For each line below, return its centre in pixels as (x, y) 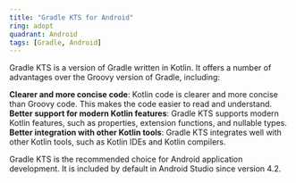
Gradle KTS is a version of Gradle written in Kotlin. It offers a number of (140, 68)
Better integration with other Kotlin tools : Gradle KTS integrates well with (145, 133)
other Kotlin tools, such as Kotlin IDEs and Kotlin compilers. (118, 142)
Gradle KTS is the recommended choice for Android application (126, 159)
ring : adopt (31, 26)
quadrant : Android (43, 34)
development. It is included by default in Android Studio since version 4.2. (145, 169)
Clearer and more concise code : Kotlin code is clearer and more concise (144, 95)
